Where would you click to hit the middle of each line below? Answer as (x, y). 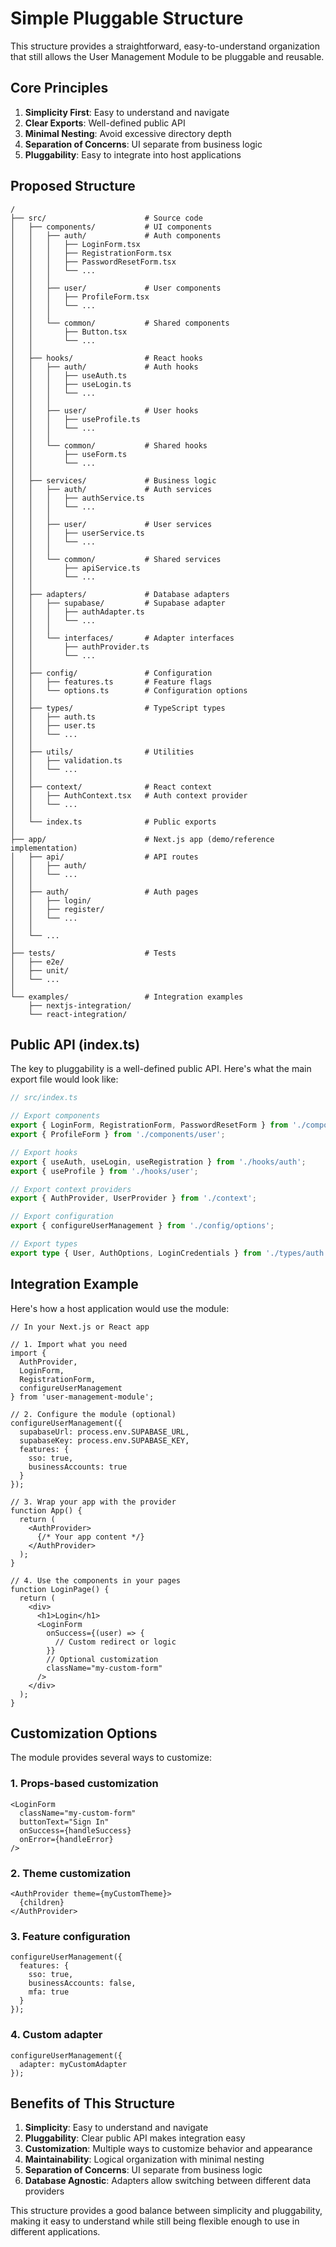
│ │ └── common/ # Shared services (116, 559)
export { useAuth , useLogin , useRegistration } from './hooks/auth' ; (158, 1162)
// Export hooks (44, 1152)
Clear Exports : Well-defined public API (105, 123)
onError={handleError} (66, 1839)
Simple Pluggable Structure (127, 18)
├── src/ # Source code (106, 218)
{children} (42, 1902)
